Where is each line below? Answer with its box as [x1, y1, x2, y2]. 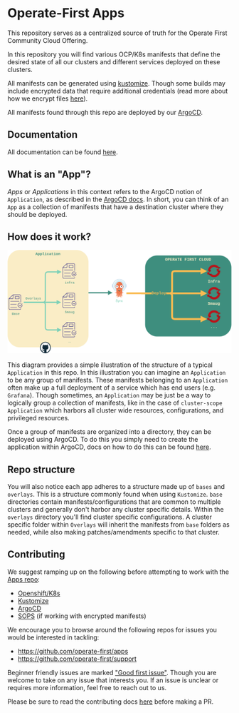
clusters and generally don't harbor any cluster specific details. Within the [7, 505, 224, 513]
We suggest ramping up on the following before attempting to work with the [7, 567, 230, 576]
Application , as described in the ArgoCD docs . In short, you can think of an [7, 195, 229, 203]
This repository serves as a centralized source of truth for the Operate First [7, 29, 228, 37]
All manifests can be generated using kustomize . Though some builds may [7, 79, 226, 87]
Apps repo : [7, 575, 41, 583]
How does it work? [7, 231, 92, 243]
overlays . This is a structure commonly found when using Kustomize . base [7, 490, 223, 498]
